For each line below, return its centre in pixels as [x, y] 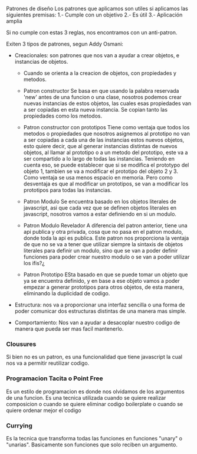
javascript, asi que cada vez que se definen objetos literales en [100, 208]
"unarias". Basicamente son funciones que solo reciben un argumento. [92, 445]
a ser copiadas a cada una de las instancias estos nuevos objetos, [104, 140]
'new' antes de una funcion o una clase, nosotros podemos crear [102, 97]
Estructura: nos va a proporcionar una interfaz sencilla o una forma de [100, 305]
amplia [14, 21]
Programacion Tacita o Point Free [55, 378]
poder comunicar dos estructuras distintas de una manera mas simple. [101, 311]
